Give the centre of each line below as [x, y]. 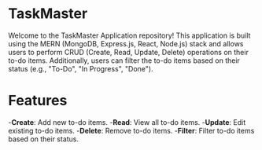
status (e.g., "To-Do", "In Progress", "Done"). [81, 68]
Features [38, 101]
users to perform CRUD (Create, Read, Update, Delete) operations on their [129, 52]
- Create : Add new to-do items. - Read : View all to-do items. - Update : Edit [127, 122]
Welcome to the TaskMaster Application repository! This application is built [129, 35]
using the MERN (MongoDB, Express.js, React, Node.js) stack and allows [126, 43]
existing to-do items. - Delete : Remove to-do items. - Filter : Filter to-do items [131, 130]
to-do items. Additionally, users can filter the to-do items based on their [124, 60]
